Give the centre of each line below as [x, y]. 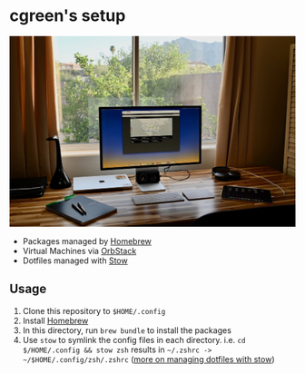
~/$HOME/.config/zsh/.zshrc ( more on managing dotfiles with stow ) [148, 359]
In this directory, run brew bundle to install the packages [127, 330]
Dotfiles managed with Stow [75, 261]
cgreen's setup [68, 16]
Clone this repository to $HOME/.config [94, 310]
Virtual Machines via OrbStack [79, 251]
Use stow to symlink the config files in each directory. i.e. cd [134, 340]
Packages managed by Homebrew [87, 241]
